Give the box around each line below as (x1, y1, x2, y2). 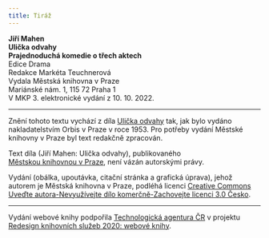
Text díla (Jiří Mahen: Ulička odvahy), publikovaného (8, 149, 182, 158)
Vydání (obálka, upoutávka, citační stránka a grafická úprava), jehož (8, 173, 233, 182)
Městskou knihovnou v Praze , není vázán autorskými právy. (8, 157, 204, 166)
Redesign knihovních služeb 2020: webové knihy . (8, 220, 172, 230)
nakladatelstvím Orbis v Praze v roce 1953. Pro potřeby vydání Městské (8, 125, 243, 134)
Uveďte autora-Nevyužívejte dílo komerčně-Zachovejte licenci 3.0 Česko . (8, 189, 251, 199)
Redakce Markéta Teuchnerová (8, 67, 111, 77)
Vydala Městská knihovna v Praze (8, 76, 120, 85)
